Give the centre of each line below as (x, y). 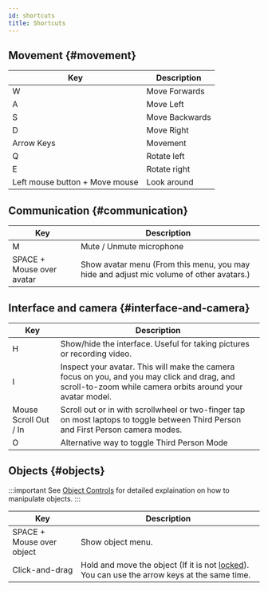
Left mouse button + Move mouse (75, 182)
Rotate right (168, 169)
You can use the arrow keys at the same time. (166, 574)
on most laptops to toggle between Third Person (151, 419)
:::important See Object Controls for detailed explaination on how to (119, 490)
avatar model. (86, 396)
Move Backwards (179, 117)
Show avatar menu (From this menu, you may (166, 264)
